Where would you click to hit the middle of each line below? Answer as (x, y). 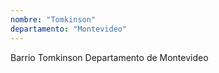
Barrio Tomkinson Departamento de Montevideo (109, 57)
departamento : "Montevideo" (69, 29)
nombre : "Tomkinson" (53, 19)
